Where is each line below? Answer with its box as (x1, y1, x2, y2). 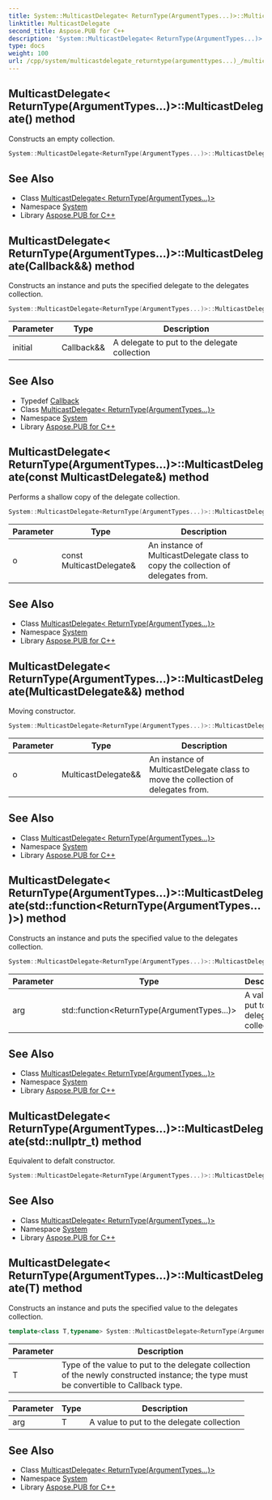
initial (12, 342, 33, 353)
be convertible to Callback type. (61, 1379, 183, 1391)
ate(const (8, 470, 58, 484)
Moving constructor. (8, 706, 76, 716)
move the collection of (148, 774, 234, 785)
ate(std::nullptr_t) (8, 1134, 100, 1148)
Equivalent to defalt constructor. (8, 1156, 116, 1166)
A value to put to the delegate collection (88, 1416, 241, 1427)
